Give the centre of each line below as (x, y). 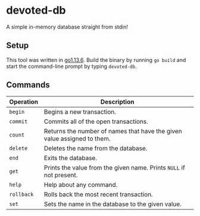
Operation (24, 102)
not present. (61, 175)
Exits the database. (70, 158)
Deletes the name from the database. (96, 148)
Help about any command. (81, 184)
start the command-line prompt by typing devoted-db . (71, 66)
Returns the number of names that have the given (113, 131)
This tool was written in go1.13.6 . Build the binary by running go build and (96, 60)
